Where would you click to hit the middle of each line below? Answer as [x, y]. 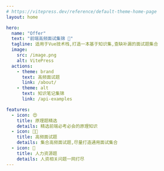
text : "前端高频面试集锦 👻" [42, 39]
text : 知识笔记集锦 [43, 94]
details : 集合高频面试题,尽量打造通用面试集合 [67, 143]
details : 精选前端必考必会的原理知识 [57, 126]
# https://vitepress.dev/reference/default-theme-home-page [82, 11]
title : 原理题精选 [37, 121]
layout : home [22, 17]
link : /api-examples [47, 99]
